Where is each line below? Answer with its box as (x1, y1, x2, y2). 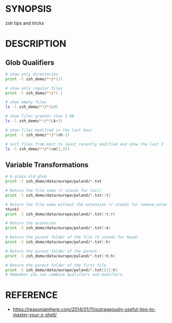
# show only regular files (5, 85, 63, 91)
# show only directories (5, 72, 58, 77)
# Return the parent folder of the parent (5, 248, 97, 253)
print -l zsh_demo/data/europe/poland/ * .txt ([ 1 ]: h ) (5, 267, 118, 272)
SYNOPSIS (5, 3, 52, 15)
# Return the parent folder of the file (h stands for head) (5, 235, 139, 240)
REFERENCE (5, 289, 58, 301)
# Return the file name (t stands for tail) (5, 188, 102, 193)
